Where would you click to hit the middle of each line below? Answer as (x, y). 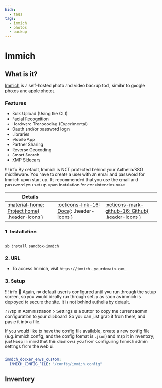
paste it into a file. (23, 322)
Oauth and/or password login (41, 129)
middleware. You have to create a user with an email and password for (75, 174)
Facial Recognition (30, 119)
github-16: (118, 211)
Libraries (21, 134)
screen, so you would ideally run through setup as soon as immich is (73, 297)
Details (30, 197)
